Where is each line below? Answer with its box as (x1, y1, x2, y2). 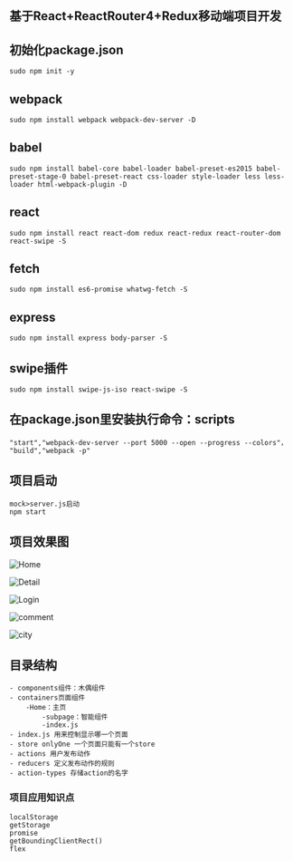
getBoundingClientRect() (9, 837, 103, 846)
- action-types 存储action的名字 (9, 769, 128, 778)
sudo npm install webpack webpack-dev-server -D (9, 116, 196, 125)
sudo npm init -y (9, 67, 75, 76)
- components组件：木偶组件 (9, 683, 106, 693)
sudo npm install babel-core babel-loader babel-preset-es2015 (9, 164, 253, 173)
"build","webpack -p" (9, 446, 91, 455)
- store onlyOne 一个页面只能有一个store (9, 740, 156, 750)
